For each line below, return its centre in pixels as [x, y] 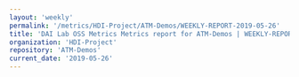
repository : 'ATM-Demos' [55, 50]
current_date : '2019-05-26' [61, 58]
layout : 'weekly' [41, 17]
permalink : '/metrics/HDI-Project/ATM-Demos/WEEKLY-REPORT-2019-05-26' [145, 26]
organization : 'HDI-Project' [63, 42]
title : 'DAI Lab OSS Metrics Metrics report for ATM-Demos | [125, 34]
